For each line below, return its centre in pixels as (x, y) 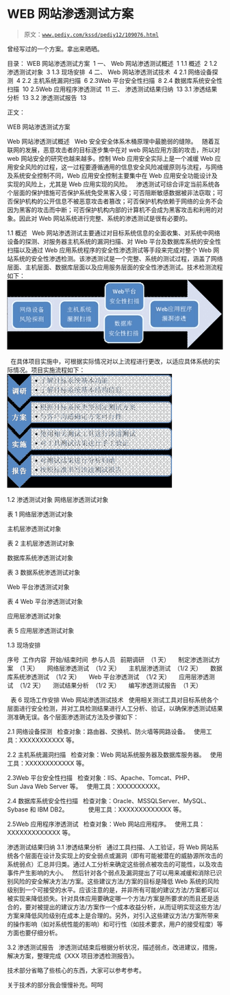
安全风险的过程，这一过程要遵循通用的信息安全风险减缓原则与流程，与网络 (118, 167)
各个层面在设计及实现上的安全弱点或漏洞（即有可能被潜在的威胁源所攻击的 (118, 856)
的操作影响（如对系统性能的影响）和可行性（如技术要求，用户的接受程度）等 (115, 924)
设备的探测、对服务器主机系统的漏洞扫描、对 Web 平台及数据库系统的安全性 (114, 241)
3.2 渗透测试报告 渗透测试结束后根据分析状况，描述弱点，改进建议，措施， (114, 947)
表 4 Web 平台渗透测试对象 (45, 602)
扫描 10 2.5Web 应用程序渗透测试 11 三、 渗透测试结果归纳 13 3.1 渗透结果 (112, 89)
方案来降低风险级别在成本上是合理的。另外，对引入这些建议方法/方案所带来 (113, 916)
